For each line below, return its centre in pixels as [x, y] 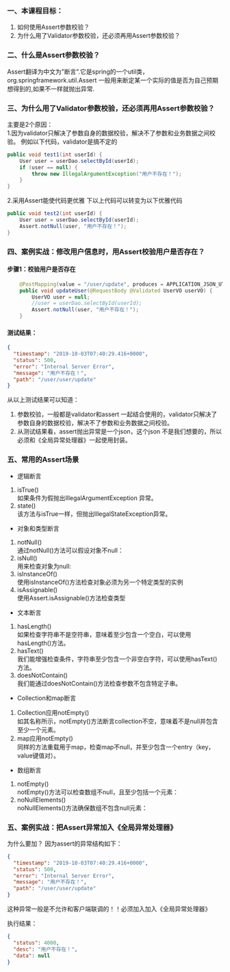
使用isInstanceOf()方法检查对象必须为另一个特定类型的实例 [100, 582]
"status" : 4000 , [36, 942]
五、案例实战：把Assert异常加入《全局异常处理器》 [92, 827]
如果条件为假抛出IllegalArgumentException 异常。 [87, 498]
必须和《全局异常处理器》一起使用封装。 [74, 440]
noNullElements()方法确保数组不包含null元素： [82, 808]
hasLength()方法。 [43, 643]
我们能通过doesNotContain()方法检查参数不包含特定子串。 [99, 683]
